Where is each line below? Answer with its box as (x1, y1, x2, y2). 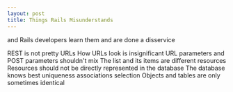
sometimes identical (7, 78, 65, 86)
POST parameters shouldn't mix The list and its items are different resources (7, 56, 227, 64)
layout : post (7, 10, 45, 17)
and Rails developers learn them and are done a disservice (7, 35, 175, 44)
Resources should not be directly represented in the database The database (7, 64, 225, 72)
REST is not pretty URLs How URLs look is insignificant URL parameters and (7, 49, 225, 57)
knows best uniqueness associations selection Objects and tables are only (7, 71, 220, 80)
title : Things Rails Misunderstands (7, 17, 113, 24)
